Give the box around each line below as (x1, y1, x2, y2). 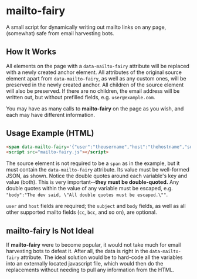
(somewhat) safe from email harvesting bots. (6, 29, 114, 36)
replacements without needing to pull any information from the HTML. (6, 266, 175, 274)
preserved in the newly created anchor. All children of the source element (6, 81, 184, 88)
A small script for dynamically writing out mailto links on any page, (6, 23, 167, 31)
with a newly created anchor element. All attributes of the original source (6, 69, 182, 76)
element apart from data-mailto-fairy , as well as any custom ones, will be (6, 75, 186, 82)
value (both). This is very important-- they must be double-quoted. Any (6, 179, 179, 186)
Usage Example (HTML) (6, 128, 94, 139)
